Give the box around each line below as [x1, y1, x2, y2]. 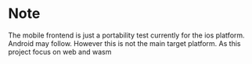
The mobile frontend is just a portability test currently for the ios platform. [8, 30, 245, 40]
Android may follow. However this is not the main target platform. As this [8, 38, 241, 48]
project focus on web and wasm [8, 47, 112, 56]
